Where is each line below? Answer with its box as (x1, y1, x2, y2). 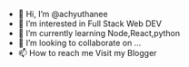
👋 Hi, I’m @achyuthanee (17, 9, 108, 19)
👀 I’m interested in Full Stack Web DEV (17, 18, 162, 29)
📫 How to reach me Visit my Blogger (17, 48, 157, 58)
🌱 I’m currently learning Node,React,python (17, 28, 181, 38)
